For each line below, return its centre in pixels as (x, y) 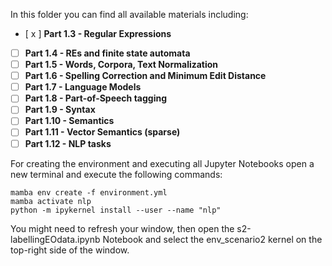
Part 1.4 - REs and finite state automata (107, 53)
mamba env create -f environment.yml (89, 192)
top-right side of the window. (70, 250)
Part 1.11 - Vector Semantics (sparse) (102, 132)
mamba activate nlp (51, 201)
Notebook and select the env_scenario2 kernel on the (212, 239)
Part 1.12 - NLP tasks (68, 143)
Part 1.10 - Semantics (69, 121)
